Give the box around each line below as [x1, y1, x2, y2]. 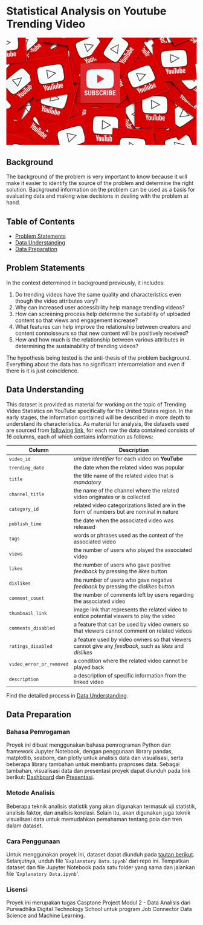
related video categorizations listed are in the [73, 502, 186, 509]
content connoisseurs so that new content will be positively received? [14, 329, 189, 337]
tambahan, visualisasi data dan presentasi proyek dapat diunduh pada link [6, 767, 191, 775]
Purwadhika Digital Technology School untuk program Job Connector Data [6, 906, 192, 913]
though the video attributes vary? [14, 297, 98, 304]
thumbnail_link [8, 610, 47, 616]
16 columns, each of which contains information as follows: [6, 432, 153, 440]
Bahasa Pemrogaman [6, 728, 71, 736]
